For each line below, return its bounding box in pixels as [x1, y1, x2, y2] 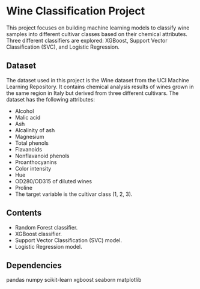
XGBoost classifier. [14, 230, 62, 237]
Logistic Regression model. [14, 243, 82, 250]
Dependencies [6, 260, 62, 270]
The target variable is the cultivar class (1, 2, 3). [14, 190, 133, 198]
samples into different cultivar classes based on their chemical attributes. [6, 30, 188, 37]
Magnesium [14, 133, 44, 140]
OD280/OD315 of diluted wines [14, 177, 92, 184]
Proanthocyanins [14, 158, 57, 166]
